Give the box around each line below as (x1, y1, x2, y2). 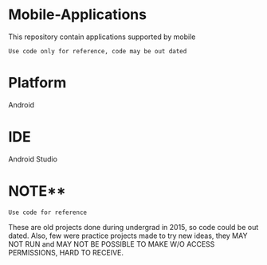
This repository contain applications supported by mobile (8, 32, 196, 41)
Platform (8, 74, 67, 92)
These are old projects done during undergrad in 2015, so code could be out (8, 222, 259, 232)
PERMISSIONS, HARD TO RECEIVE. (8, 247, 124, 257)
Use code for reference (8, 208, 88, 216)
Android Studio (8, 154, 58, 164)
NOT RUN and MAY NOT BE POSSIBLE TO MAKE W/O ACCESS (8, 239, 215, 248)
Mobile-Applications (8, 6, 147, 24)
